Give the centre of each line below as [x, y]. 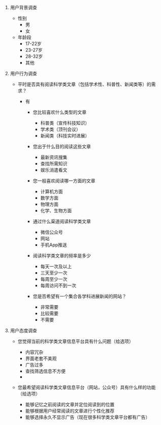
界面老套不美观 [41, 358]
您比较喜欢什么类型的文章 [60, 112]
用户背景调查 [23, 7]
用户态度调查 [23, 331]
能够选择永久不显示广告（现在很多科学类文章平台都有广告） [88, 417]
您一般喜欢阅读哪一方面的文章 [64, 181]
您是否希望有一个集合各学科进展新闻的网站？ [80, 296]
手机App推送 [54, 245]
